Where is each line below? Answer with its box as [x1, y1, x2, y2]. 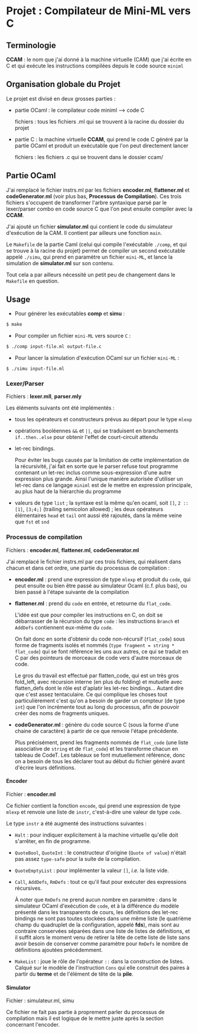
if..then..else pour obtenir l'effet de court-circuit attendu [14, 434, 158, 441]
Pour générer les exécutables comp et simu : [14, 310, 125, 317]
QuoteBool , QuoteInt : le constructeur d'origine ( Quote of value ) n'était [14, 849, 186, 856]
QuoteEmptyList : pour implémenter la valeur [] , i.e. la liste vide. [14, 867, 170, 874]
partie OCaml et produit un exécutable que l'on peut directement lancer [14, 142, 189, 149]
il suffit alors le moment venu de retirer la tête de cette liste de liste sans [14, 934, 190, 941]
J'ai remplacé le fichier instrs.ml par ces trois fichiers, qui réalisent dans [6, 558, 181, 565]
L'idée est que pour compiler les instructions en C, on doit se [14, 611, 163, 618]
